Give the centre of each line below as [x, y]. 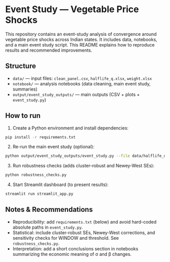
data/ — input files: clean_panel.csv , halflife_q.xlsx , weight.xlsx [82, 78]
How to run [23, 116]
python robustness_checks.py [36, 175]
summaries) [25, 89]
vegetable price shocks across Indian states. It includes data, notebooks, [81, 39]
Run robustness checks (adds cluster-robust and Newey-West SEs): [83, 166]
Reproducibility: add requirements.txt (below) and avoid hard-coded [84, 222]
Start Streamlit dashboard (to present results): [60, 185]
